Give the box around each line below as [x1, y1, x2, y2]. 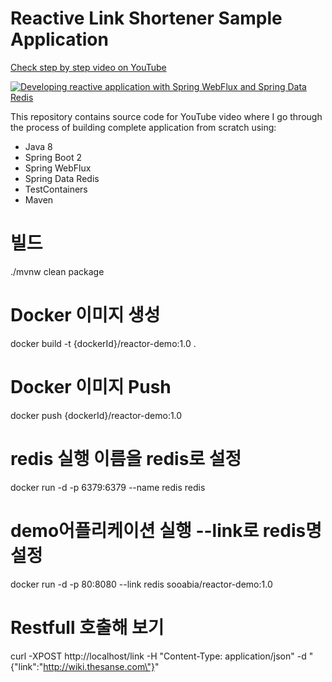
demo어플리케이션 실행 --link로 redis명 [10, 519, 322, 542]
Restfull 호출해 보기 [10, 616, 165, 639]
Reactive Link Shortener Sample [10, 7, 283, 30]
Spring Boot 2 [24, 151, 82, 163]
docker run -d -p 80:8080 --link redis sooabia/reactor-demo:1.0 [10, 578, 273, 590]
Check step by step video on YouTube [10, 61, 167, 73]
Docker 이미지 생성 [10, 304, 161, 327]
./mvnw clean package [10, 265, 105, 277]
